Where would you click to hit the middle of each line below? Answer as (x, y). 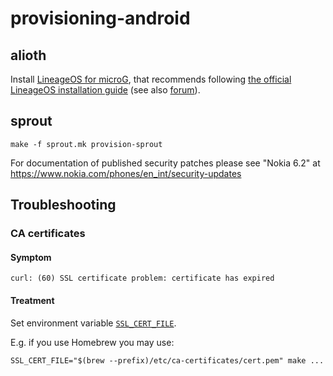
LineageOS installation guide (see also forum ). (105, 90)
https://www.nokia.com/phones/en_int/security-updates (126, 173)
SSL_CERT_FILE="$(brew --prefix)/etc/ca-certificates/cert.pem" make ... (167, 360)
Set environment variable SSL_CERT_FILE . (93, 323)
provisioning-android (100, 18)
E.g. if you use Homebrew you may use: (92, 342)
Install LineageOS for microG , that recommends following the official (151, 79)
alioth (28, 55)
